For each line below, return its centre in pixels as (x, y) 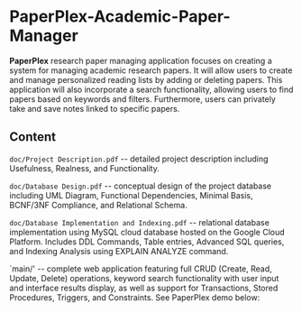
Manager (44, 36)
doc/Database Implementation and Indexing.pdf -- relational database (140, 222)
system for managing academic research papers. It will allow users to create (151, 70)
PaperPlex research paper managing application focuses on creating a (141, 60)
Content (33, 137)
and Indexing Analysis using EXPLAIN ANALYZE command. (119, 251)
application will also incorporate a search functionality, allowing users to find (151, 89)
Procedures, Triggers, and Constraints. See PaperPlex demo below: (135, 297)
